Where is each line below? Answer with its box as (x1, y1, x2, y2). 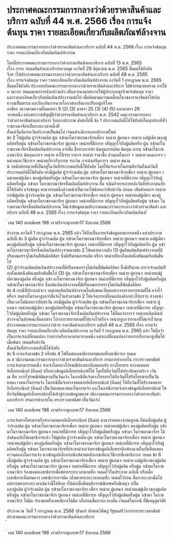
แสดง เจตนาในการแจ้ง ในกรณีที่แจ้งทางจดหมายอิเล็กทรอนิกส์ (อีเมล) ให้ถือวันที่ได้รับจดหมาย (7, 379, 162, 385)
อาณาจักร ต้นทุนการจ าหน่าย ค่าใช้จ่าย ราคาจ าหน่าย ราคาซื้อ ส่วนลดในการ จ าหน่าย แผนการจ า (7, 151, 166, 157)
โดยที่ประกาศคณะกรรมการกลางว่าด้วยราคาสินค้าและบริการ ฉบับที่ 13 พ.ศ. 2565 (7, 59, 142, 65)
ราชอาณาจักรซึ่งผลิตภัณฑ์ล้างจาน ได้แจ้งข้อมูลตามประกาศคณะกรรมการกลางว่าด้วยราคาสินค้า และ (7, 204, 167, 210)
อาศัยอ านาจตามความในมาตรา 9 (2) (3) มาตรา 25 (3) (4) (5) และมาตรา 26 (7, 105, 140, 111)
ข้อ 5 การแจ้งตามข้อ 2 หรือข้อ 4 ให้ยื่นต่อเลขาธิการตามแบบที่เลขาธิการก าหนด (7, 350, 136, 356)
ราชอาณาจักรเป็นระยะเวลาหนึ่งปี (7, 123, 60, 129)
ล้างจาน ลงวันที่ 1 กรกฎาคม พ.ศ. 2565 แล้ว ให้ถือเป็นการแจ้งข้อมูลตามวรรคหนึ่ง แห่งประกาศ (7, 230, 162, 236)
